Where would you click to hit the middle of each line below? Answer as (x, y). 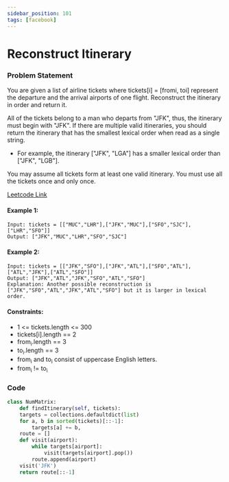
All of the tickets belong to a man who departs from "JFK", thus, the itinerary (114, 118)
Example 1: (23, 210)
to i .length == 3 (38, 351)
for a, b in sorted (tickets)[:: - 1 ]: (72, 421)
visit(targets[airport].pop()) (88, 453)
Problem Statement (40, 75)
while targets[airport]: (67, 447)
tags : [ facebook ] (32, 20)
